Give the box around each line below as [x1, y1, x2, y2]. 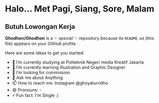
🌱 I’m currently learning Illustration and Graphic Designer [12, 64, 126, 70]
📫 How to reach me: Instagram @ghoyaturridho [12, 80, 108, 86]
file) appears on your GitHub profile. [5, 41, 77, 46]
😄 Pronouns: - [12, 87, 42, 92]
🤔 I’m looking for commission [12, 70, 70, 75]
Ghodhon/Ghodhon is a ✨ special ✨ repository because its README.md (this [5, 35, 154, 41]
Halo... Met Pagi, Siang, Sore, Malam [5, 3, 155, 14]
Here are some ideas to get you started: [5, 50, 85, 56]
